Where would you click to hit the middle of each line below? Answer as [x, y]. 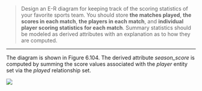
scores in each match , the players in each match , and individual [102, 21]
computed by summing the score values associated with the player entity [97, 64]
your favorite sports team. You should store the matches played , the [106, 15]
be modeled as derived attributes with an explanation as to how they [106, 34]
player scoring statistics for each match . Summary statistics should [106, 28]
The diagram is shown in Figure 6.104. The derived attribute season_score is [101, 57]
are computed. [39, 40]
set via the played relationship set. [49, 70]
